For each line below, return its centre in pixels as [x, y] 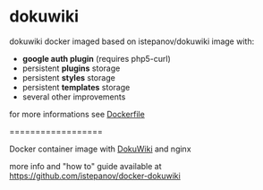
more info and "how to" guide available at [86, 166]
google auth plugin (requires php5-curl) [97, 58]
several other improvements [74, 97]
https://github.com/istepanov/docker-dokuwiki [95, 176]
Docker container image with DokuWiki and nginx [100, 149]
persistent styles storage [69, 77]
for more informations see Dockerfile [77, 114]
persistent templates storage [76, 87]
